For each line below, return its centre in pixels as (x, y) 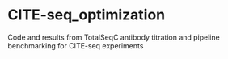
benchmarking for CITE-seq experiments (76, 45)
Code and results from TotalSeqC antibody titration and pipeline (114, 37)
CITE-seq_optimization (87, 15)
